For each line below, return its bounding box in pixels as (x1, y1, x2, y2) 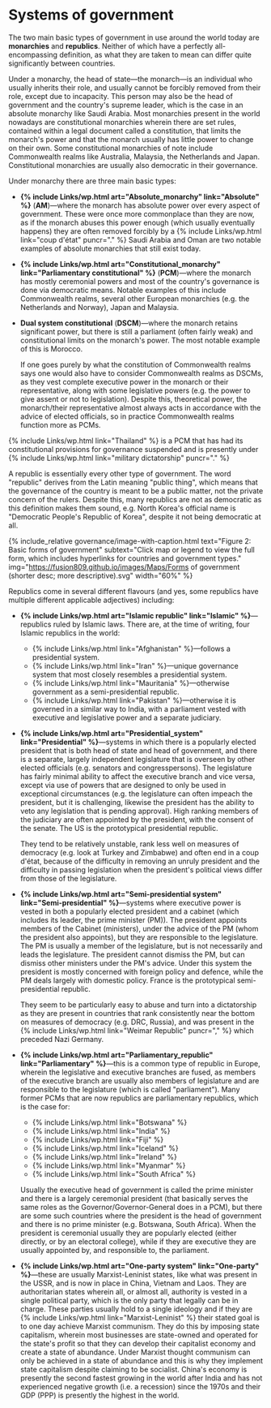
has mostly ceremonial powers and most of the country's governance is (19, 276, 260, 286)
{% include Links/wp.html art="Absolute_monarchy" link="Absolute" (19, 192, 260, 201)
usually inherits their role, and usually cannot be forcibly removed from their (8, 83, 261, 93)
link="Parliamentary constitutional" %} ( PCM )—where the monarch (19, 268, 252, 278)
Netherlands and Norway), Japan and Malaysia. (19, 302, 180, 312)
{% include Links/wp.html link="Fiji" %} (32, 1135, 164, 1144)
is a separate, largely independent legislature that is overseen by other (19, 754, 256, 764)
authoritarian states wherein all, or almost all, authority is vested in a (19, 1286, 248, 1296)
